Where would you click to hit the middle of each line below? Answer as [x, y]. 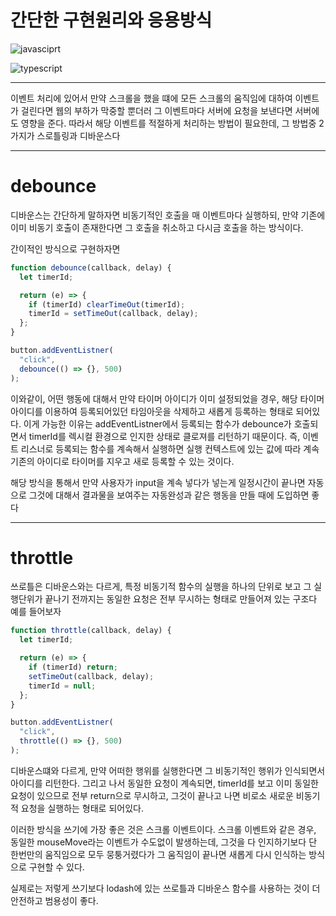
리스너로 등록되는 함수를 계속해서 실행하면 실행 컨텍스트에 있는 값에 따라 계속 [170, 448]
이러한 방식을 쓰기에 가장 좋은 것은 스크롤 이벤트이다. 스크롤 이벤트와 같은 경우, [163, 829]
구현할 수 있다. [56, 867]
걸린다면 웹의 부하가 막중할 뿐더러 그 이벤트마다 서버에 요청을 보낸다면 [156, 110]
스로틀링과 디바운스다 [78, 135]
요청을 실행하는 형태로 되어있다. [82, 808]
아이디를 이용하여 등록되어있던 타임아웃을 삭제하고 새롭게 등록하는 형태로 [152, 411]
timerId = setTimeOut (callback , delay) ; [113, 314]
